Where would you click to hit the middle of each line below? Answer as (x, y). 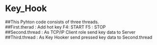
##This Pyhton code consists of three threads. (52, 22)
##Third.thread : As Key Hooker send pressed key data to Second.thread (79, 37)
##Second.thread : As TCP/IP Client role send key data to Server (70, 32)
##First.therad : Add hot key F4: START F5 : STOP (55, 27)
